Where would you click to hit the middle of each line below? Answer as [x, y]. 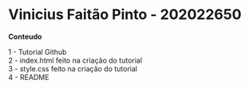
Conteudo [25, 36]
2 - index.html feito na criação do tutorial [75, 60]
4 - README [29, 77]
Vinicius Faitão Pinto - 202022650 [125, 15]
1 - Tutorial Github [38, 52]
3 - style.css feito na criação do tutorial [73, 68]
